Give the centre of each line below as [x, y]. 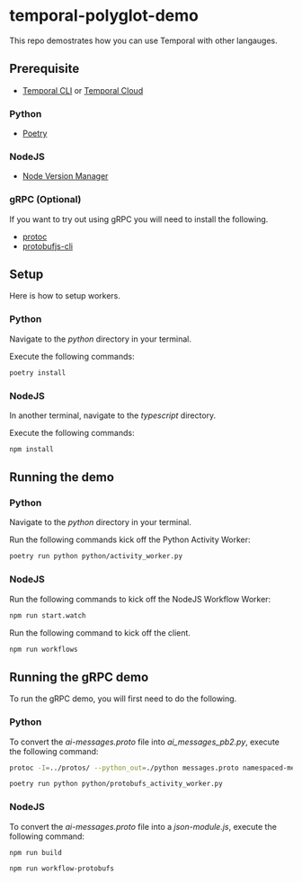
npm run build [36, 852]
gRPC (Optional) [45, 200]
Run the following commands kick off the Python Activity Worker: [130, 539]
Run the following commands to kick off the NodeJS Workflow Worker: [140, 599]
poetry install [38, 373]
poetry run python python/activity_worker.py [96, 557]
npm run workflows [44, 649]
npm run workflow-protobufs [62, 869]
